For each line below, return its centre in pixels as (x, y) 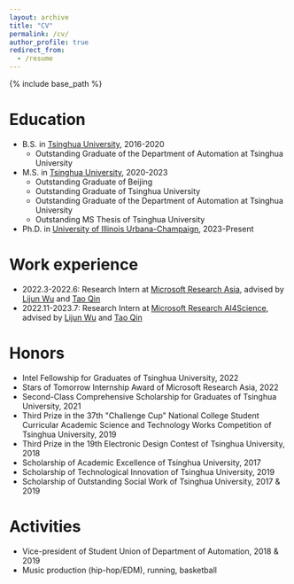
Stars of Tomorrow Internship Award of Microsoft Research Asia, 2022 (150, 387)
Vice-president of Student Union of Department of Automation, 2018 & (150, 551)
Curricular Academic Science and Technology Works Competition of (147, 424)
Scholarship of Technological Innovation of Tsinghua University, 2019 (148, 471)
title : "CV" (31, 26)
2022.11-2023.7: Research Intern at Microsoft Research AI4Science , (145, 308)
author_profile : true (49, 42)
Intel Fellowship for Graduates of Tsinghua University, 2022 (130, 378)
